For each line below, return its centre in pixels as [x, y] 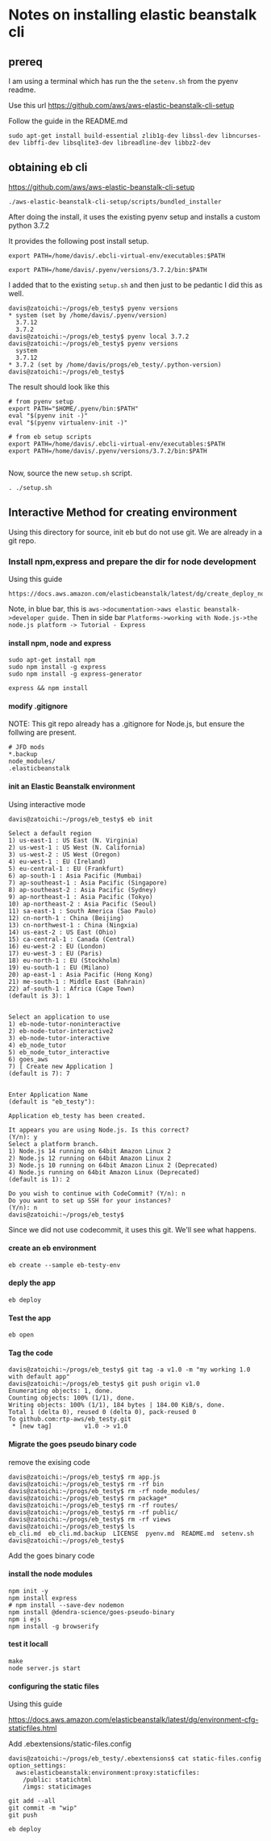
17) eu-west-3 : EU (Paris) [56, 953]
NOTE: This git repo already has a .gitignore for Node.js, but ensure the [126, 724]
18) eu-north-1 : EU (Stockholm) [65, 960]
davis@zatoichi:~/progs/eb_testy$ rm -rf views [90, 1519]
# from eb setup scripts [50, 437]
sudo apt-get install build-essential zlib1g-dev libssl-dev [113, 136]
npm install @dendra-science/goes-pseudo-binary [92, 1612]
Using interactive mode [47, 804]
